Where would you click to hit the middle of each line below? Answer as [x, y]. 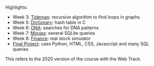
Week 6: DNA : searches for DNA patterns [56, 28]
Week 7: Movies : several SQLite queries [54, 33]
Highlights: [16, 7]
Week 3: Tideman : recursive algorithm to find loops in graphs [76, 17]
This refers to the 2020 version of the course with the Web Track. [73, 59]
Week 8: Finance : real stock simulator [52, 38]
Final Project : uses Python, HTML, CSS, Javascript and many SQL [81, 44]
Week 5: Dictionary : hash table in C [49, 22]
